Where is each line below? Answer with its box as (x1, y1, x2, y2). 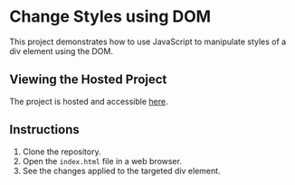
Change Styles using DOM (9, 6, 211, 27)
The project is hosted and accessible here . (9, 96, 168, 106)
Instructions (9, 122, 80, 137)
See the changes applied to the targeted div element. (22, 165, 221, 176)
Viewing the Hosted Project (9, 72, 167, 88)
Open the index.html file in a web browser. (22, 155, 183, 166)
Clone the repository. (22, 146, 101, 157)
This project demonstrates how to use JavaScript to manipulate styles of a (9, 36, 287, 47)
